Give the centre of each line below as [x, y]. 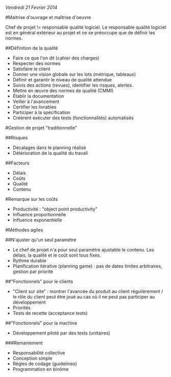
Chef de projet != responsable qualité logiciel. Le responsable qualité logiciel [86, 27]
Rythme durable [30, 260]
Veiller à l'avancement [36, 101]
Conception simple [32, 358]
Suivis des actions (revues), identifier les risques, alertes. [73, 85]
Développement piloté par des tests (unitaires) [62, 333]
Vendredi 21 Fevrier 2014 [31, 7]
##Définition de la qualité [32, 48]
